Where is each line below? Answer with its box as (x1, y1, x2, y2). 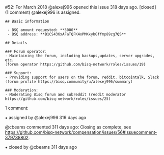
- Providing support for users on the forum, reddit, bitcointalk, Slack (5, 75, 160, 80)
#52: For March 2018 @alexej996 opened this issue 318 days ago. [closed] (5, 4, 156, 10)
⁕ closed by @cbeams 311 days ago (5, 144, 77, 150)
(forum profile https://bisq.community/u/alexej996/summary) (5, 79, 133, 84)
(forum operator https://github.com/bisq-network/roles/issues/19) (5, 62, 146, 67)
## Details (5, 40, 27, 45)
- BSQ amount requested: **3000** (7, 28, 78, 32)
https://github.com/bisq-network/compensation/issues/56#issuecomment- (5, 129, 157, 135)
